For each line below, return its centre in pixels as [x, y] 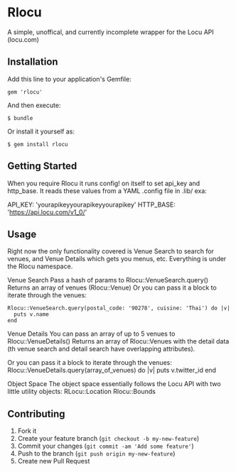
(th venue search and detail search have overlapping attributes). [101, 349]
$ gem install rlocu [38, 144]
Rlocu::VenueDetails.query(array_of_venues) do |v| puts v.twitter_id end [112, 371]
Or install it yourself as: [41, 131]
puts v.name [32, 314]
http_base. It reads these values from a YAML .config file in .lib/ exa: [107, 191]
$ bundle [20, 118]
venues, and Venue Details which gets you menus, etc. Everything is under [117, 259]
